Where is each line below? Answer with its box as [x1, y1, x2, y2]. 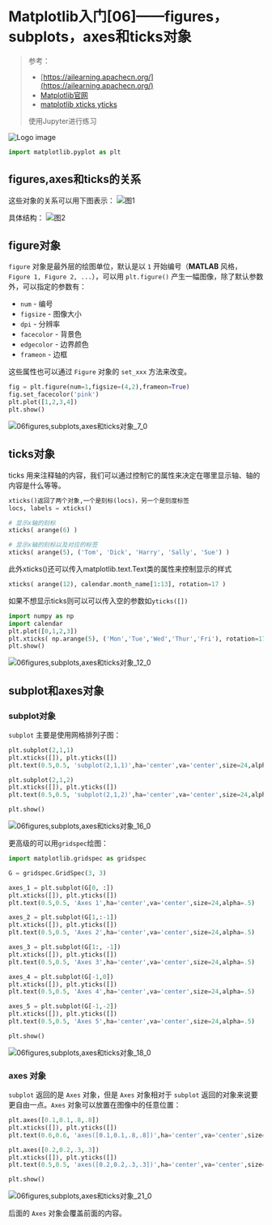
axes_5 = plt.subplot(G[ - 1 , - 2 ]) [8, 1002, 117, 1010]
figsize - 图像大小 [19, 309, 83, 319]
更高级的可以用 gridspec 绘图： [8, 839, 109, 849]
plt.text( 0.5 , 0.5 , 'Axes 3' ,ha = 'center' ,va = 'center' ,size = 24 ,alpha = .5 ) [8, 958, 255, 966]
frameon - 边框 [19, 350, 68, 359]
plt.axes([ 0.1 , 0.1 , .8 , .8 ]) [8, 1117, 100, 1125]
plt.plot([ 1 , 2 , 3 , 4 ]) [8, 398, 79, 406]
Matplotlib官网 [40, 90, 88, 100]
